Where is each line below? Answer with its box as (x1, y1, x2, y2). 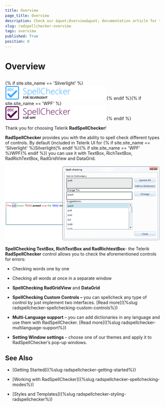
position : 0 (5, 39, 29, 44)
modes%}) (12, 381, 34, 388)
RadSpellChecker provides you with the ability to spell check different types (5, 135, 160, 141)
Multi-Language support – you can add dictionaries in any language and (12, 315, 160, 320)
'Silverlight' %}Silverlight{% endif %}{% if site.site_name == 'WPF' (5, 145, 140, 151)
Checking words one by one (12, 266, 70, 272)
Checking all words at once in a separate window (12, 275, 112, 281)
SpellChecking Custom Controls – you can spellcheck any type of (12, 294, 147, 300)
